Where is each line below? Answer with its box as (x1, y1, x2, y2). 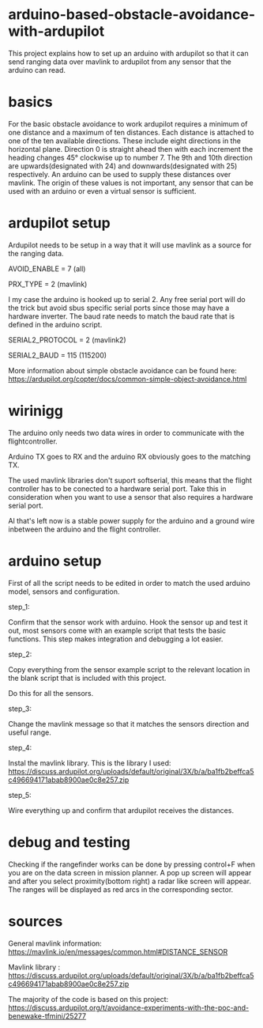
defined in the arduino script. (8, 319, 103, 329)
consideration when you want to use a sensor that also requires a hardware (8, 492, 254, 501)
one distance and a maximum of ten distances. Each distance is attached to (8, 127, 254, 137)
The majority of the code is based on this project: (8, 994, 169, 1003)
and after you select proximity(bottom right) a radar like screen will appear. (8, 876, 251, 886)
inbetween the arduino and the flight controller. (8, 524, 161, 534)
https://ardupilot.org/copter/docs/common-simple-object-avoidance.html (8, 374, 247, 384)
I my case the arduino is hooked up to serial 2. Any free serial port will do (8, 294, 246, 304)
